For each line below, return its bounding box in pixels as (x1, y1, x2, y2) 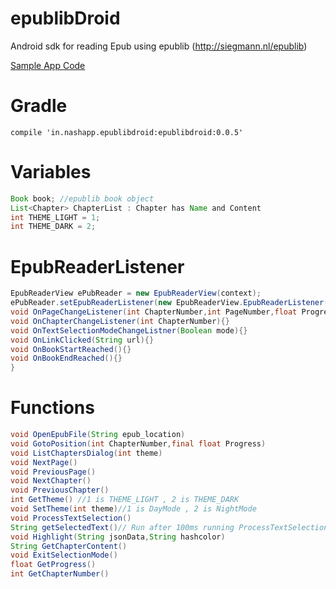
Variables (10, 161, 92, 184)
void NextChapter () (10, 476, 92, 486)
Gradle (10, 95, 68, 117)
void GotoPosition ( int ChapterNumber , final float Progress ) (10, 438, 267, 449)
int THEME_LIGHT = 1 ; (10, 212, 101, 222)
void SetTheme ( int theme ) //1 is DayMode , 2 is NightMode (10, 504, 257, 514)
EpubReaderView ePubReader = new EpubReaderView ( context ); (10, 288, 262, 299)
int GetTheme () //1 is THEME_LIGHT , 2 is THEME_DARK (10, 495, 240, 505)
